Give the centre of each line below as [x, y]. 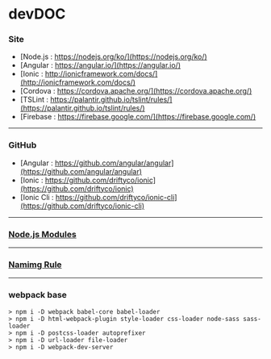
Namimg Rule [35, 265]
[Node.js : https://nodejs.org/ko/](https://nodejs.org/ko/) [113, 56]
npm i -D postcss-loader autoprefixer [81, 333]
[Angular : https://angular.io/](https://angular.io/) [100, 65]
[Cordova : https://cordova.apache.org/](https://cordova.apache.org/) [136, 91]
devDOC [37, 14]
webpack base [38, 295]
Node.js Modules [42, 234]
